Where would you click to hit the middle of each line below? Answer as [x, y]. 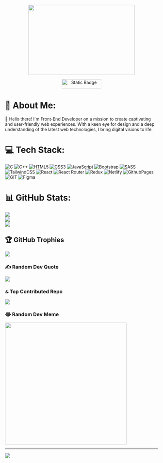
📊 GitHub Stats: [38, 198]
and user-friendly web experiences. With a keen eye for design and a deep [80, 124]
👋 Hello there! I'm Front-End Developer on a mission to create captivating [78, 119]
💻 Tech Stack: [35, 150]
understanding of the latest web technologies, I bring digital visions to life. [79, 129]
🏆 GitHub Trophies [35, 240]
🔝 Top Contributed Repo [34, 291]
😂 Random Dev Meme [32, 314]
